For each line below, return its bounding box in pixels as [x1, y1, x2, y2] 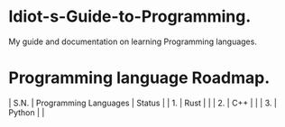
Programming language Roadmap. [8, 68, 271, 88]
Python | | [8, 106, 45, 118]
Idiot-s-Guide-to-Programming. [8, 6, 252, 27]
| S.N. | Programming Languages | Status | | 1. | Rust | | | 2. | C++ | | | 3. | [8, 97, 277, 108]
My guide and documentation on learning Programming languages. [8, 36, 258, 47]
